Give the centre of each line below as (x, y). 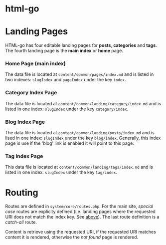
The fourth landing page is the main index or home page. (64, 51)
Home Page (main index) (36, 64)
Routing (22, 192)
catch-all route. (21, 222)
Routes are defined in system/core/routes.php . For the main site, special (79, 206)
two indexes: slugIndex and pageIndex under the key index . (66, 80)
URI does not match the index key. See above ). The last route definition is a (82, 217)
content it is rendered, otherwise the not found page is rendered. (72, 237)
